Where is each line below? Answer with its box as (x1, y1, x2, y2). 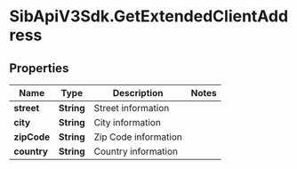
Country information (93, 145, 178, 157)
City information (93, 117, 162, 128)
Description (112, 87, 164, 99)
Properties (9, 60, 69, 76)
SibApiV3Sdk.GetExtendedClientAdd (9, 6, 289, 27)
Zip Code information (93, 131, 182, 143)
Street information (93, 102, 170, 114)
